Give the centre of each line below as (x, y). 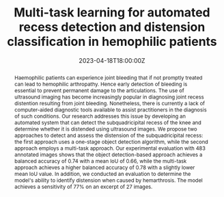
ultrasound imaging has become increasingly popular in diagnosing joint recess (109, 97)
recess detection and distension (112, 27)
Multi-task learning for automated (112, 13)
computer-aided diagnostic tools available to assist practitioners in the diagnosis (110, 110)
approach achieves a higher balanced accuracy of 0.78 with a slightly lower (104, 167)
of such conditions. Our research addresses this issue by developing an (100, 116)
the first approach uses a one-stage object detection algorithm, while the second (111, 142)
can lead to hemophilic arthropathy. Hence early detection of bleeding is (101, 84)
